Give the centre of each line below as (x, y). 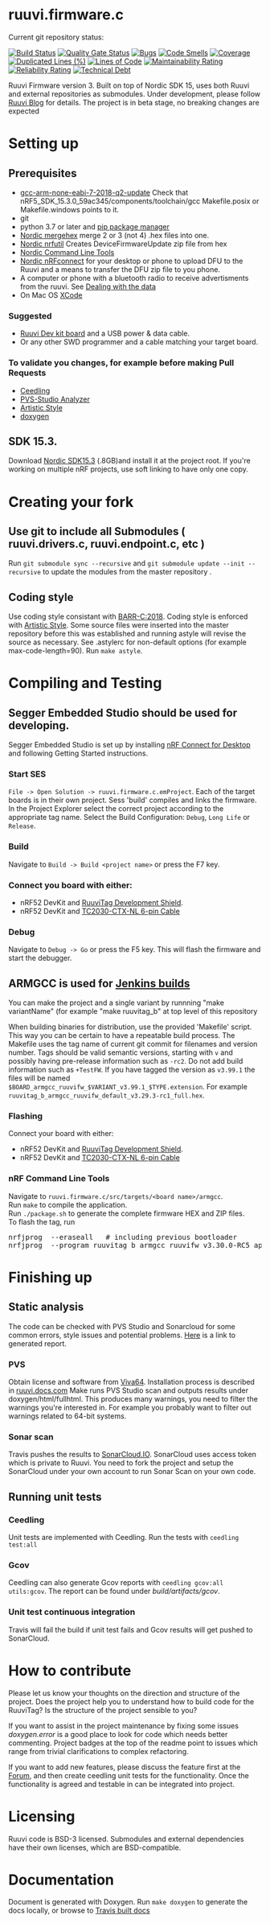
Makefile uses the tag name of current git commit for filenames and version (133, 1044)
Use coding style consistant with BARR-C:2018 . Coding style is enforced (128, 616)
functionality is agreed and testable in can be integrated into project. (122, 1784)
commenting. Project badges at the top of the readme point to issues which (133, 1743)
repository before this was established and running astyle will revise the (127, 634)
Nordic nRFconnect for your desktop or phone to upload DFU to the (131, 261)
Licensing (42, 1816)
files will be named (39, 1078)
